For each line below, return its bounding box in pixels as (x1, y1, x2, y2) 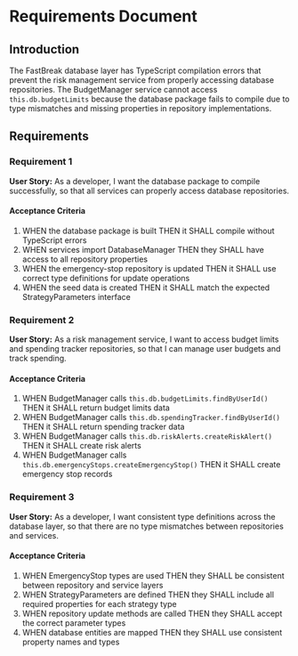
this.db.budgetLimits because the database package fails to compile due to (9, 93, 290, 104)
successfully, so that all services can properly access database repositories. (9, 185, 290, 196)
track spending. (9, 353, 67, 364)
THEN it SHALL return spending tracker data (21, 421, 185, 433)
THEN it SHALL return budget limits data (21, 402, 171, 413)
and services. (9, 530, 60, 540)
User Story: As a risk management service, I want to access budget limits (9, 334, 279, 344)
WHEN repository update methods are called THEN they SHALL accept (21, 608, 283, 619)
